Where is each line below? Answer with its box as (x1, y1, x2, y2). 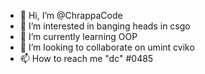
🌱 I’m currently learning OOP (19, 31, 138, 42)
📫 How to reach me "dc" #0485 (19, 53, 154, 64)
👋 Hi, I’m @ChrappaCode (19, 10, 123, 21)
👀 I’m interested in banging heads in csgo (19, 20, 191, 32)
